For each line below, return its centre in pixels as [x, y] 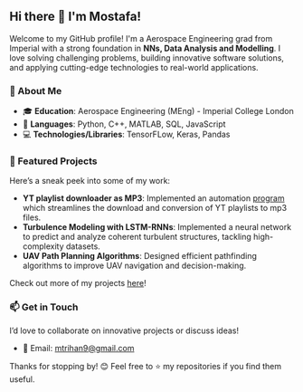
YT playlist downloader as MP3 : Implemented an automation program [153, 198]
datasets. [83, 246]
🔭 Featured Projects [53, 161]
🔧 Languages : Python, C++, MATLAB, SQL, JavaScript [124, 124]
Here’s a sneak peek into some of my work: [90, 181]
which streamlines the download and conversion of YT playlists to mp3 [155, 208]
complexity [43, 246]
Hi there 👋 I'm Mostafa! [76, 17]
